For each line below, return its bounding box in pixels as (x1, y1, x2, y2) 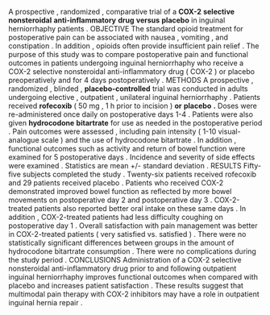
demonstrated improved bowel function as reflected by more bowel (8, 187, 232, 196)
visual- (218, 126, 241, 136)
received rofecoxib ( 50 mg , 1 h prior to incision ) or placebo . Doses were (8, 101, 258, 110)
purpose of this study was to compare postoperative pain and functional (8, 50, 248, 59)
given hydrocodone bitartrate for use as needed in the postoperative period (8, 118, 263, 127)
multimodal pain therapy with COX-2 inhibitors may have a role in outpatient (8, 289, 260, 299)
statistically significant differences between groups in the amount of (8, 238, 235, 247)
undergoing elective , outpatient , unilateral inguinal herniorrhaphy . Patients (8, 93, 260, 102)
